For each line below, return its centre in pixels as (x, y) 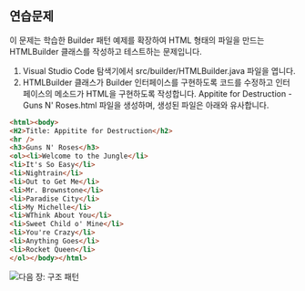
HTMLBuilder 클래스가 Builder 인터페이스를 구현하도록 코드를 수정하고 (148, 82)
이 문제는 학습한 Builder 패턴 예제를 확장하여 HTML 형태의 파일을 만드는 (137, 40)
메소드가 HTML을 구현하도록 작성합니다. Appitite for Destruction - (173, 93)
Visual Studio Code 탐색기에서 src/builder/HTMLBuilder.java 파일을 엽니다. (159, 70)
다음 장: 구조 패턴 (49, 276)
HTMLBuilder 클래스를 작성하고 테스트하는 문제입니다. (106, 51)
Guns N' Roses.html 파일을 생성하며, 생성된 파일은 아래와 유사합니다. (146, 105)
